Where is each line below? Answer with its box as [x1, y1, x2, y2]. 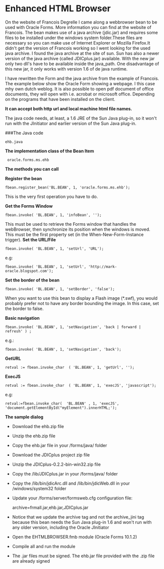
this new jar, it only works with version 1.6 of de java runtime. [5, 66, 128, 71]
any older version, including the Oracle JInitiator [12, 524, 109, 530]
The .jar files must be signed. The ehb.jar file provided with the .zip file [12, 553, 155, 559]
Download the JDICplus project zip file [12, 451, 90, 458]
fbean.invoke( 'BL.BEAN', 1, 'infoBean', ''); [5, 213, 102, 217]
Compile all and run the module [12, 543, 76, 549]
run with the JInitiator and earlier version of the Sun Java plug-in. [5, 120, 137, 126]
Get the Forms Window [5, 203, 53, 209]
